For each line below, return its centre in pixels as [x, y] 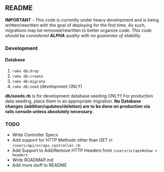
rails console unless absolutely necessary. [49, 111]
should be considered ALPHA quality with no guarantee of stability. [73, 35]
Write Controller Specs [35, 135]
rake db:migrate [29, 81]
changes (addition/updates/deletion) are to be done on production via [78, 106]
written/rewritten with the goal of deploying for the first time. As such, [75, 25]
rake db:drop [25, 71]
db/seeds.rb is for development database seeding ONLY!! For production [79, 96]
